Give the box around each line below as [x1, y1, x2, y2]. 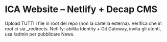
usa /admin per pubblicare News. [5, 31, 75, 37]
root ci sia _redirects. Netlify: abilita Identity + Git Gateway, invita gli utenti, [5, 25, 161, 31]
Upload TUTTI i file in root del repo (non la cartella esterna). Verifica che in [5, 20, 162, 26]
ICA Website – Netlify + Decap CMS [5, 4, 158, 15]
